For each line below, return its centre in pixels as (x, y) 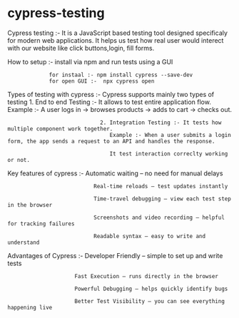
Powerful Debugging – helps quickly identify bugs (151, 289)
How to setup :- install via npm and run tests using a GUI (90, 61)
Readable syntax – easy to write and (149, 236)
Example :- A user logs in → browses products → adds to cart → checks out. (120, 109)
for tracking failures (41, 224)
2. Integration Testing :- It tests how (161, 123)
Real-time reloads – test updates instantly (161, 186)
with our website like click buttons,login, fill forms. (81, 48)
